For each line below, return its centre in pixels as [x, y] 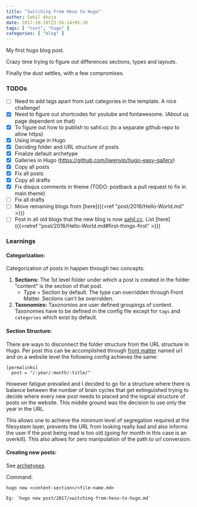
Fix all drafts [29, 200]
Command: [19, 477]
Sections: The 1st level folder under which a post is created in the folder [102, 280]
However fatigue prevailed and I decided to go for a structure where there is [98, 384]
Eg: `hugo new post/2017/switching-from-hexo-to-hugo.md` [79, 498]
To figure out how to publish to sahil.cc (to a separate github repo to [97, 127]
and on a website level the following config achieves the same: [82, 356]
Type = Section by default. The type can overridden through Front [103, 292]
